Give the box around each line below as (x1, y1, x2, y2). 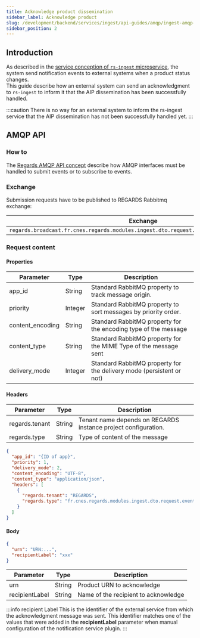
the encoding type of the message (91, 325, 187, 333)
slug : (6, 20, 20, 26)
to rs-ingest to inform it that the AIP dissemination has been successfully (6, 89, 186, 96)
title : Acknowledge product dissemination (6, 8, 113, 15)
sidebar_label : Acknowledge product (6, 14, 97, 20)
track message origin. (91, 290, 152, 299)
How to (6, 148, 27, 156)
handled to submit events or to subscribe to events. (6, 168, 132, 175)
